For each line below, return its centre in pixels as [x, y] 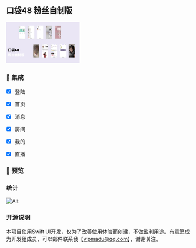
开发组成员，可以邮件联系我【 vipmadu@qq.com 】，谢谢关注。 [86, 239]
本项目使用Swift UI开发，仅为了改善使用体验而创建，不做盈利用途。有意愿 [96, 232]
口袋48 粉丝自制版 [39, 11]
